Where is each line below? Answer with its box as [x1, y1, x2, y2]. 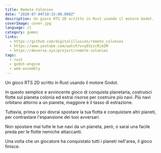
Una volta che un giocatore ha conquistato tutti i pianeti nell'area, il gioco [5, 138, 153, 144]
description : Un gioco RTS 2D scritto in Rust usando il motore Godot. [5, 16, 154, 21]
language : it [5, 25, 32, 30]
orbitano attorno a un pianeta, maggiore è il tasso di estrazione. [5, 100, 133, 105]
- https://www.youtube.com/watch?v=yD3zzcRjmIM [9, 44, 109, 48]
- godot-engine [9, 62, 41, 66]
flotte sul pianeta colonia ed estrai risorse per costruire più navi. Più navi [5, 94, 151, 100]
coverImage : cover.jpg [5, 21, 51, 26]
